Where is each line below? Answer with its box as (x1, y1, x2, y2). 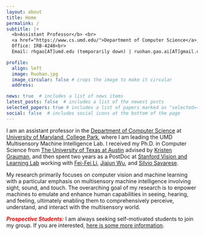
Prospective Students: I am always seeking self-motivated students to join (6, 215, 194, 222)
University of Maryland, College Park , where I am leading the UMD (6, 133, 173, 141)
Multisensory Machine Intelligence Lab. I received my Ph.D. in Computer (6, 139, 187, 147)
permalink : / (6, 20, 39, 26)
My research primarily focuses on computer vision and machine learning (6, 171, 188, 178)
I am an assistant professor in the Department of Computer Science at (6, 127, 182, 134)
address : (12, 82, 34, 88)
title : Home (6, 15, 36, 21)
